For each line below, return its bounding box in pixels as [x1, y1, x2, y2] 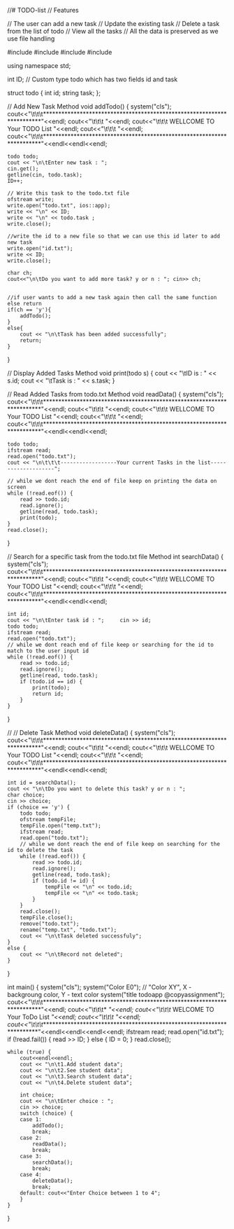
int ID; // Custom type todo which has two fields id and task [7, 75, 178, 83]
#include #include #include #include [7, 48, 112, 56]
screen [7, 483, 27, 490]
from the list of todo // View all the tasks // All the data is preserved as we [7, 27, 219, 35]
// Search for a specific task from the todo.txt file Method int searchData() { [7, 553, 224, 561]
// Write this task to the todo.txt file [7, 190, 130, 197]
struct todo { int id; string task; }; [7, 89, 101, 97]
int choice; [20, 1092, 54, 1099]
